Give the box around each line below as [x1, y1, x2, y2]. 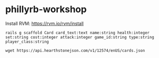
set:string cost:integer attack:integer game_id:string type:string [5, 35, 154, 40]
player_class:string [5, 39, 50, 44]
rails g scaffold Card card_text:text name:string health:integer [5, 30, 150, 35]
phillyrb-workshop [5, 4, 87, 15]
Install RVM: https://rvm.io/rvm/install [5, 20, 84, 26]
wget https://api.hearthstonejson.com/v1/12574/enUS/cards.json [5, 48, 145, 53]
